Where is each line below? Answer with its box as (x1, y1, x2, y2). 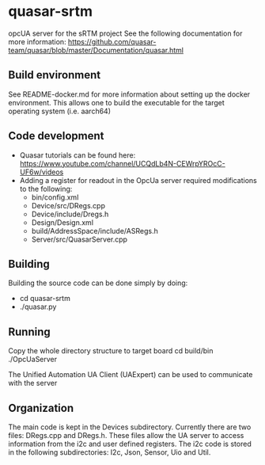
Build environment (8, 68, 101, 82)
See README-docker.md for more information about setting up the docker (8, 90, 251, 99)
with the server (8, 379, 58, 388)
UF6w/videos (19, 167, 64, 177)
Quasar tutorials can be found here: (19, 150, 136, 160)
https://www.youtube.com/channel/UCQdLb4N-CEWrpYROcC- (19, 158, 225, 168)
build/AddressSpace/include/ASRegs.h (31, 226, 158, 235)
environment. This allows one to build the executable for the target (8, 97, 225, 107)
